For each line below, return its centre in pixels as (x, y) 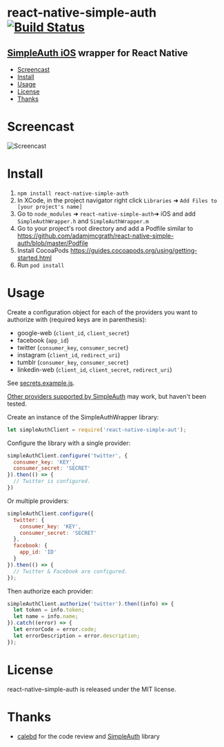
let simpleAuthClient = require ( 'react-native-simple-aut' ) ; (97, 430)
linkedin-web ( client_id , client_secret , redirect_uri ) (94, 369)
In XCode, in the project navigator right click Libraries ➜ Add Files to (117, 200)
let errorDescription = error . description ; (77, 636)
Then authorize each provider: (50, 591)
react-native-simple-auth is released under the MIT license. (92, 689)
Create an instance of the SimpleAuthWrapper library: (83, 417)
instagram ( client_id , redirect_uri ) (69, 354)
